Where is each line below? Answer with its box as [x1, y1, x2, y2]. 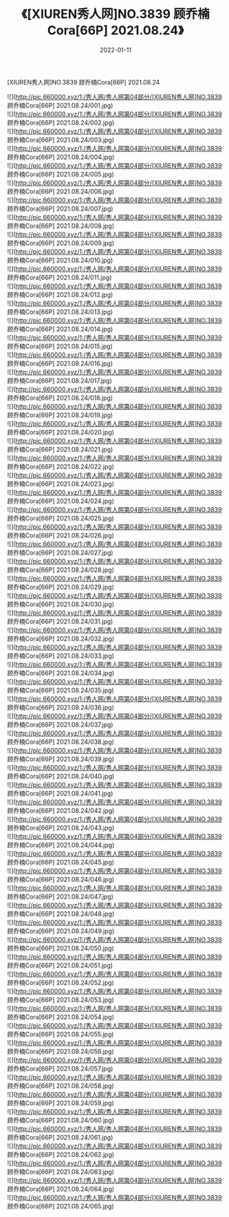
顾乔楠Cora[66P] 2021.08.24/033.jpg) [7, 651, 115, 660]
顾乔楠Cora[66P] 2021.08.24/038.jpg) [7, 737, 115, 746]
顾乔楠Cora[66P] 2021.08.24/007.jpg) [7, 204, 113, 213]
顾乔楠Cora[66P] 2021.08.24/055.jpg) [7, 1030, 114, 1038]
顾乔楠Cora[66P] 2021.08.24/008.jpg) [7, 222, 115, 230]
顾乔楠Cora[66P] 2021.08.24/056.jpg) [7, 1047, 115, 1055]
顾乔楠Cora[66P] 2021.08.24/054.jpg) [7, 1013, 115, 1021]
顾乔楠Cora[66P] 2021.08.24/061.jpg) [7, 1133, 113, 1141]
